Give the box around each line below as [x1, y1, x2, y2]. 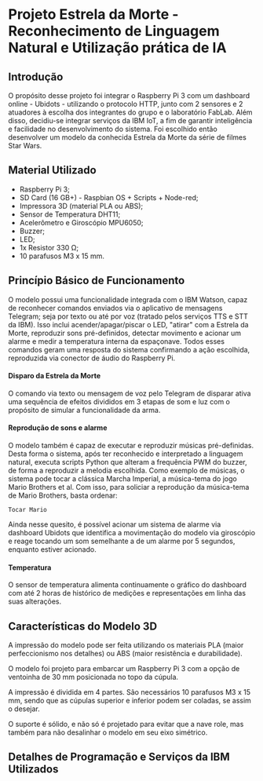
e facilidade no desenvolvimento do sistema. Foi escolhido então [8, 124, 217, 133]
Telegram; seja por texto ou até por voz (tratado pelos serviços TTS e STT [8, 312, 249, 321]
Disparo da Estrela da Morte [8, 371, 100, 381]
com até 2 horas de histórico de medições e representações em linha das [8, 589, 246, 598]
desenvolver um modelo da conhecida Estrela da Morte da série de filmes [8, 133, 247, 142]
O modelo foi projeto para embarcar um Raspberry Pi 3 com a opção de [8, 664, 240, 673]
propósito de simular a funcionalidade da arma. [8, 405, 161, 414]
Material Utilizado [8, 163, 97, 177]
